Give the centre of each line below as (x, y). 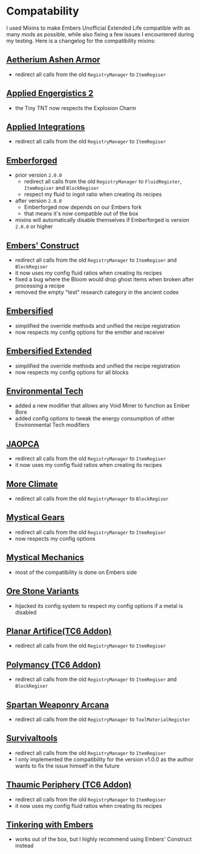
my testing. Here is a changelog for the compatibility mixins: (81, 41)
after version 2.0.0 (38, 201)
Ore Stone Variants (43, 591)
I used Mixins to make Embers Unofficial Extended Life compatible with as (98, 28)
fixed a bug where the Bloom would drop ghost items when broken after (105, 279)
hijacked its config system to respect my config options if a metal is (99, 605)
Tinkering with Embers (50, 825)
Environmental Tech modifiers (52, 425)
